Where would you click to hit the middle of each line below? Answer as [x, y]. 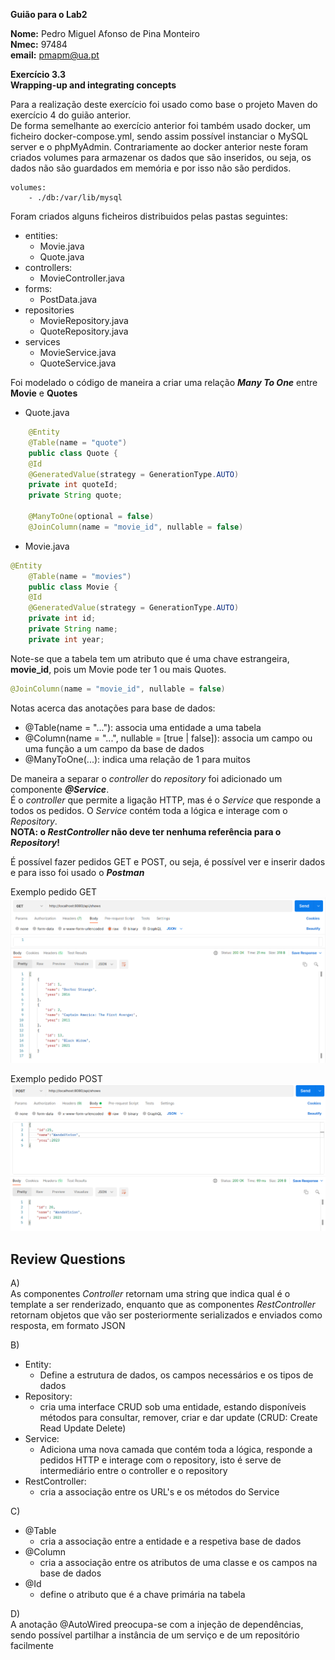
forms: [38, 288]
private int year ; [66, 639]
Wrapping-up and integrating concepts [93, 85]
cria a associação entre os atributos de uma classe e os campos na [178, 1563]
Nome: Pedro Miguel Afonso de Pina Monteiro [105, 33]
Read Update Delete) [83, 1428]
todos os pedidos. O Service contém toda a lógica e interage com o [149, 810]
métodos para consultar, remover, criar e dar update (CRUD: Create [178, 1418]
